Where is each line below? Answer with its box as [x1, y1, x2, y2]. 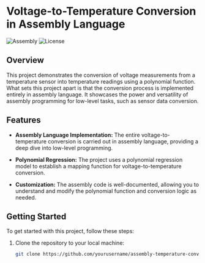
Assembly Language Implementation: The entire [15, 131, 141, 139]
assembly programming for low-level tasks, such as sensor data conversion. [6, 97, 199, 104]
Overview [6, 55, 45, 65]
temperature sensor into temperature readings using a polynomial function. [6, 77, 196, 85]
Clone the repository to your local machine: [15, 239, 124, 247]
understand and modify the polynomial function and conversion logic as [15, 187, 197, 195]
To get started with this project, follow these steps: [6, 228, 135, 235]
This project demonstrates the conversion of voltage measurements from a [6, 71, 196, 79]
